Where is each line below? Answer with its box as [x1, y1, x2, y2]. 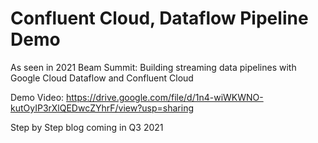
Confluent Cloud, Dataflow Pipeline [10, 7, 309, 30]
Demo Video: [10, 91, 65, 103]
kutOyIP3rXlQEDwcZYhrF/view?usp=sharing [10, 102, 195, 114]
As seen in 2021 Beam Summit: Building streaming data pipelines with [10, 61, 297, 73]
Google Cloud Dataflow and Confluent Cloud [10, 72, 194, 84]
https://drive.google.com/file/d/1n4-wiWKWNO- [66, 91, 264, 103]
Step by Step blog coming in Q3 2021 [10, 121, 164, 133]
